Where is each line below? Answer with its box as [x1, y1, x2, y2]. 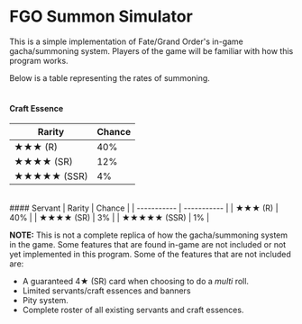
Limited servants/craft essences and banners [22, 285, 191, 296]
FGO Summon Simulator [9, 6, 194, 27]
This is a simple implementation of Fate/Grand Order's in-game [9, 36, 243, 47]
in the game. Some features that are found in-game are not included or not [9, 239, 287, 250]
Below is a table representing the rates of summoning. [9, 72, 210, 83]
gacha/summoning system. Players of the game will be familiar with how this [9, 45, 294, 56]
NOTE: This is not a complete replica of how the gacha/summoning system [9, 229, 288, 240]
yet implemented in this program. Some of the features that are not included [9, 249, 291, 260]
